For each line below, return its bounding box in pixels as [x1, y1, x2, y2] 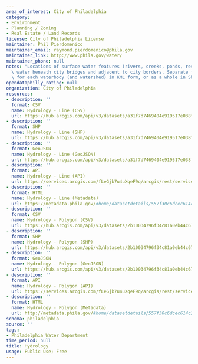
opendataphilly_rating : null [6, 80, 78, 86]
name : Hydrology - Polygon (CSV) [11, 217, 94, 223]
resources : [6, 91, 33, 97]
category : [6, 14, 31, 20]
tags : [6, 327, 19, 333]
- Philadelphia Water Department [6, 332, 88, 338]
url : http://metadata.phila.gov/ [11, 310, 94, 316]
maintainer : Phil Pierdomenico [6, 42, 83, 48]
